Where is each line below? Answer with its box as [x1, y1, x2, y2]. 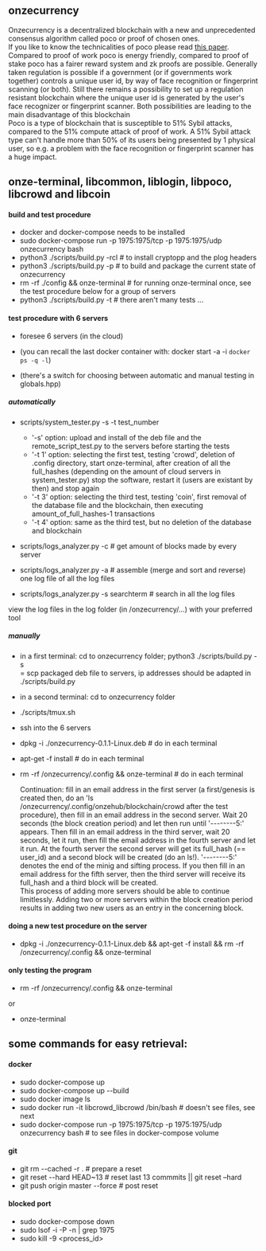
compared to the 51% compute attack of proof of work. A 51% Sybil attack [8, 127, 252, 136]
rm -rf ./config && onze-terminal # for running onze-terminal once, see [19, 278, 252, 287]
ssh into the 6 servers [19, 722, 91, 733]
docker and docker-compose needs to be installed [19, 228, 185, 237]
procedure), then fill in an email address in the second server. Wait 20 [19, 810, 248, 819]
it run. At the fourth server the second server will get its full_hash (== [19, 843, 246, 853]
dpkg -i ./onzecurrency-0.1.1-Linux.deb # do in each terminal [19, 738, 218, 748]
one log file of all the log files [19, 573, 115, 583]
